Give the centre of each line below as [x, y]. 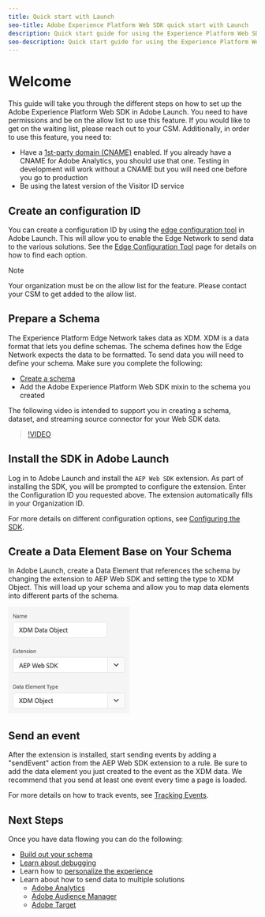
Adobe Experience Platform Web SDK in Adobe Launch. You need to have [128, 112]
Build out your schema [56, 855]
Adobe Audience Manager [74, 896]
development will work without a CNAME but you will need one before [133, 169]
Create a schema [47, 378]
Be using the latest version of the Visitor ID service [102, 186]
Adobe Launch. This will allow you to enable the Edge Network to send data [131, 238]
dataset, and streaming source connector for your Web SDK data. [114, 419]
